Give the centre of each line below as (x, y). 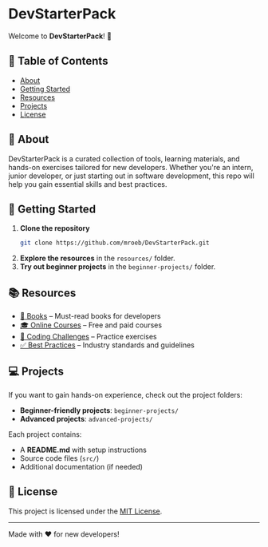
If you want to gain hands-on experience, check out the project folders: (126, 394)
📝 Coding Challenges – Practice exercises (88, 337)
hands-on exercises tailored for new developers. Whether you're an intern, (131, 167)
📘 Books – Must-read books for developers (90, 316)
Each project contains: (45, 434)
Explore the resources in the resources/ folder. (97, 258)
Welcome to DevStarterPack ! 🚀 (60, 36)
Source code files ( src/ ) (59, 458)
